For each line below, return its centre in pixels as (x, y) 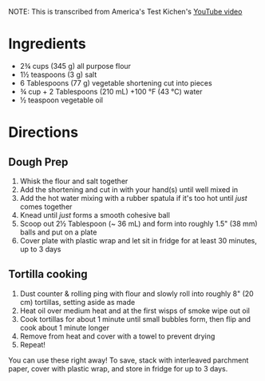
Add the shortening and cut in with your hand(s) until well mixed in (129, 189)
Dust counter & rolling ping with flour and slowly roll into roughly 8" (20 (136, 293)
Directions (43, 132)
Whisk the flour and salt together (74, 181)
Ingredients (47, 44)
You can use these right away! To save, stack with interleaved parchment (129, 360)
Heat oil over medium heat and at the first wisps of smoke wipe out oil (134, 311)
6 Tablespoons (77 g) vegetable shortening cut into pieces (116, 82)
